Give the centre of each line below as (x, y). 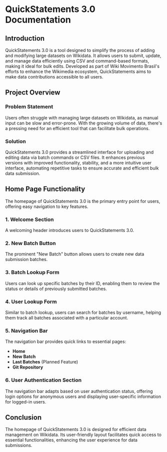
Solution (16, 141)
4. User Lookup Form (31, 301)
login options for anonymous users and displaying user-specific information (83, 396)
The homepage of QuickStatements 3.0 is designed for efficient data (76, 429)
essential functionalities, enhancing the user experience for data (71, 440)
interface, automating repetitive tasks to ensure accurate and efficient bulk (82, 168)
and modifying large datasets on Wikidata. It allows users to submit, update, (83, 55)
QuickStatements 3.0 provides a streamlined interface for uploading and (79, 152)
